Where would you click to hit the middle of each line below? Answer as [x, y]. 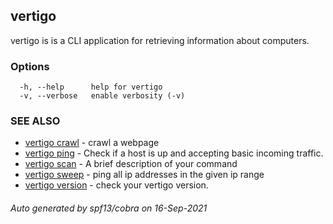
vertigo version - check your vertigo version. [116, 185]
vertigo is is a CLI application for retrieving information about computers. [160, 40]
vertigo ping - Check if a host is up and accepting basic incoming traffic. [174, 153]
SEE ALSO [35, 121]
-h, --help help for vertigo [91, 87]
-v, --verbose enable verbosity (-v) [102, 96]
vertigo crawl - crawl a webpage [92, 143]
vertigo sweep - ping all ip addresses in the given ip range [144, 175]
